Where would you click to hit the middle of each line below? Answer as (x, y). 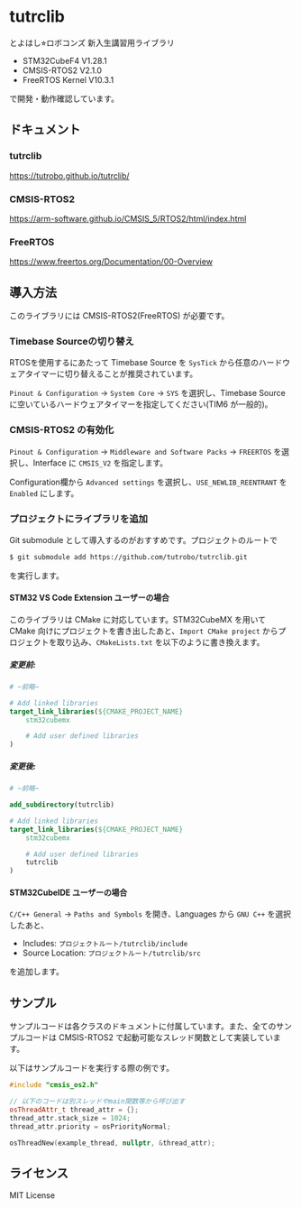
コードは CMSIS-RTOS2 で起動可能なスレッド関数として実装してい (149, 1037)
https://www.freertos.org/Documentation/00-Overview (111, 262)
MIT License (32, 1195)
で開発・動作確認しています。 (64, 98)
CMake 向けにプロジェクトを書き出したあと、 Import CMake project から (144, 631)
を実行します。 (37, 576)
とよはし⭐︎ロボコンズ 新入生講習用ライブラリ (92, 42)
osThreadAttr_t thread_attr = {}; (74, 1110)
